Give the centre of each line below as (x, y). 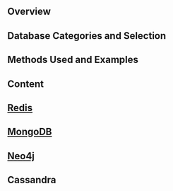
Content (26, 84)
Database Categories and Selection (87, 36)
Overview (29, 12)
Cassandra (32, 180)
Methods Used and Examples (73, 60)
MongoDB (30, 132)
